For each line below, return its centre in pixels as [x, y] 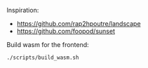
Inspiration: [23, 10]
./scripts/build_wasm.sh [43, 57]
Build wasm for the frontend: [48, 45]
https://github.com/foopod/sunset [66, 31]
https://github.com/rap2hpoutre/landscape [79, 23]
